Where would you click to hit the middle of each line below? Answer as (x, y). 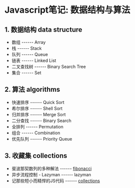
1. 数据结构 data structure (43, 30)
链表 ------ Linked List (34, 61)
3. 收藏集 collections (36, 156)
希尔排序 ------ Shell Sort (37, 108)
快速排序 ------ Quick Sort (38, 102)
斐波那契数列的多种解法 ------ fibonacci (52, 168)
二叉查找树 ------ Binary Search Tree (49, 67)
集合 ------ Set (27, 73)
